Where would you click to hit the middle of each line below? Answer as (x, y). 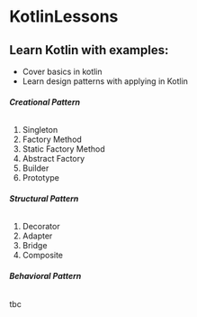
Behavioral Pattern (45, 276)
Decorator (41, 227)
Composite (43, 256)
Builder (36, 168)
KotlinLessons (64, 17)
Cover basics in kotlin (62, 71)
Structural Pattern (44, 198)
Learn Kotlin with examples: (89, 50)
